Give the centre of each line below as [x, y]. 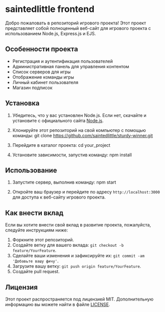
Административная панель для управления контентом [71, 66]
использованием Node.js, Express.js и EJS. [51, 33]
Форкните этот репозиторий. [43, 240]
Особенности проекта [42, 49]
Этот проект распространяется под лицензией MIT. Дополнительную [79, 299]
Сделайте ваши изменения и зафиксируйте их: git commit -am [78, 256]
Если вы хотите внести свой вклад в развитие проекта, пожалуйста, [78, 225]
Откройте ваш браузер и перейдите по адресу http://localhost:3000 [86, 192]
